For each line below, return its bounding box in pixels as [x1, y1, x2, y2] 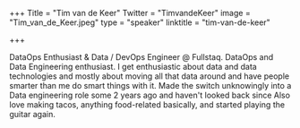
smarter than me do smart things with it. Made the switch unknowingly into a [9, 81, 292, 90]
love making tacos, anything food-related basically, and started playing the [9, 99, 285, 110]
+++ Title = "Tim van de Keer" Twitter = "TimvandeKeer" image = [9, 8, 251, 18]
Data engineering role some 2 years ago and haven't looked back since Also [9, 90, 291, 100]
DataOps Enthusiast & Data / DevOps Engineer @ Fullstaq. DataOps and [9, 52, 274, 62]
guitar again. [9, 109, 56, 119]
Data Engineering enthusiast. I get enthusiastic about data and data [9, 62, 257, 72]
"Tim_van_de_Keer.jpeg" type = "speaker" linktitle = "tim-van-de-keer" [9, 17, 270, 28]
